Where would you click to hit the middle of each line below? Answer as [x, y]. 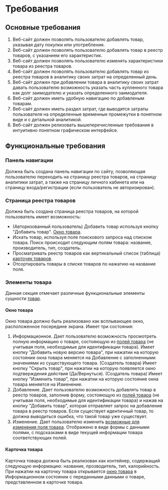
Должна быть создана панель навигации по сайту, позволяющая [75, 171]
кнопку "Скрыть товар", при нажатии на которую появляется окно [84, 368]
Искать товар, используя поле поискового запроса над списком [82, 237]
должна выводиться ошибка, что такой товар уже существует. [80, 417]
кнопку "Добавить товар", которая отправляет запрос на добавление [87, 406]
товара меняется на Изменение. [48, 384]
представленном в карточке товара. [45, 482]
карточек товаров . [32, 258]
